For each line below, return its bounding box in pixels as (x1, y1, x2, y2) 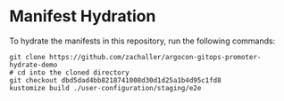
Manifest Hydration (9, 6, 156, 27)
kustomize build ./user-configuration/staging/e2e (9, 83, 202, 92)
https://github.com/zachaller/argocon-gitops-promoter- (48, 52, 262, 61)
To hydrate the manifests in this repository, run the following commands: (9, 35, 276, 46)
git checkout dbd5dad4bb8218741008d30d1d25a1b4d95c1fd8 (9, 75, 221, 85)
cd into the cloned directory (17, 68, 129, 77)
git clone (9, 52, 46, 61)
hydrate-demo (9, 60, 58, 69)
